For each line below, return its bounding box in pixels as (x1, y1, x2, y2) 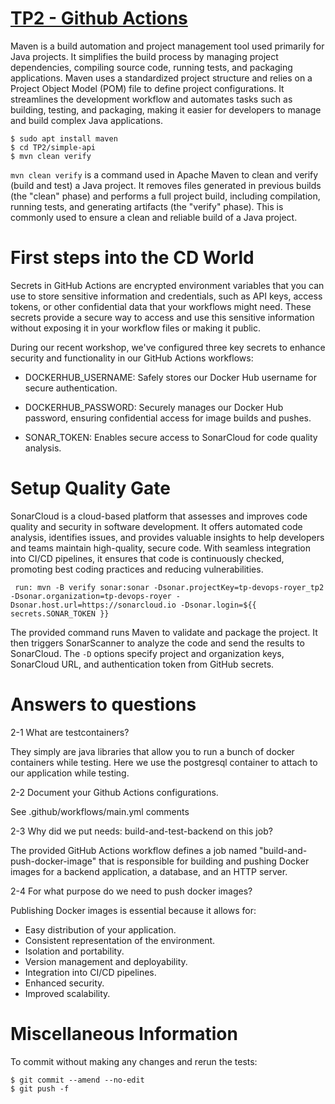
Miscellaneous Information (10, 1022, 238, 1045)
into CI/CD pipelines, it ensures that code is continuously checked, (10, 552, 285, 564)
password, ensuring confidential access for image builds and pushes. (24, 412, 312, 424)
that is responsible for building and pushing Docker (98, 855, 310, 867)
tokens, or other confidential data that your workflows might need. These (10, 300, 312, 312)
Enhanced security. (24, 977, 105, 989)
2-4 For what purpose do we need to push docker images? (10, 885, 253, 897)
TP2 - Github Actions (10, 7, 188, 30)
